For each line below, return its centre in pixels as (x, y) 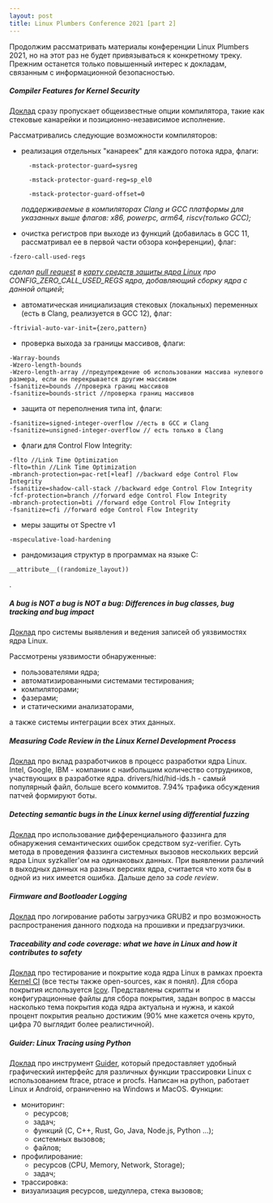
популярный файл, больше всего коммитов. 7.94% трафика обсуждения (134, 787)
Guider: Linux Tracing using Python (70, 1043)
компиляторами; (50, 690)
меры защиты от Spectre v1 (68, 525)
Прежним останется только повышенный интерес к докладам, (118, 64)
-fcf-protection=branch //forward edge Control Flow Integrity (118, 496)
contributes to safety (46, 952)
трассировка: (44, 1182)
